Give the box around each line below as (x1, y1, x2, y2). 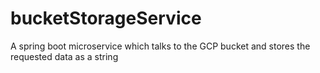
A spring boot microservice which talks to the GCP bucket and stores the (10, 40, 311, 52)
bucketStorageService (10, 7, 202, 30)
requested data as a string (10, 50, 119, 62)
